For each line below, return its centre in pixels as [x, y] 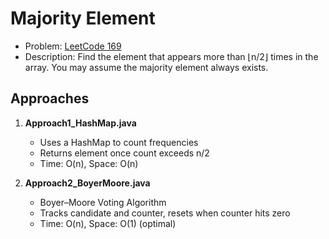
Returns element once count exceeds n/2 [124, 153]
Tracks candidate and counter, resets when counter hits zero [165, 213]
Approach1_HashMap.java [80, 123]
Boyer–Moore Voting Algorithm [103, 202]
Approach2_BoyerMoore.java [87, 183]
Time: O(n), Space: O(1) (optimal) [108, 223]
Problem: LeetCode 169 [73, 46]
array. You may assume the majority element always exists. [146, 67]
